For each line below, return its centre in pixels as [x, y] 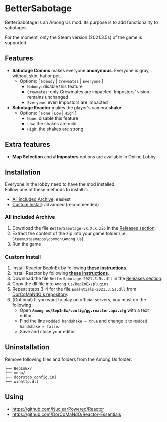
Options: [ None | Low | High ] [48, 113]
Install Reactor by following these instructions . [61, 273]
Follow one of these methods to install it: [47, 190]
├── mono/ [15, 373]
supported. [16, 42]
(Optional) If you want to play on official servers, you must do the [79, 299]
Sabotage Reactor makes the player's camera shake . [67, 107]
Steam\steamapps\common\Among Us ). [48, 239]
